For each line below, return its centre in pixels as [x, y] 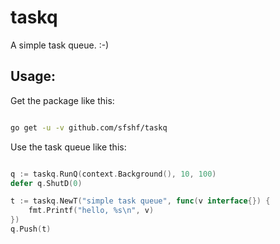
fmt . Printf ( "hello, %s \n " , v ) [91, 211]
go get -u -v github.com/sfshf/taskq [89, 127]
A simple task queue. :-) [60, 45]
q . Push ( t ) [31, 229]
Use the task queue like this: [68, 147]
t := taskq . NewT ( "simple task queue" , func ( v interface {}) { [140, 201]
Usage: [33, 76]
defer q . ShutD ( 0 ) [46, 183]
